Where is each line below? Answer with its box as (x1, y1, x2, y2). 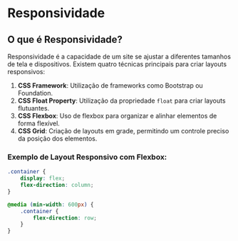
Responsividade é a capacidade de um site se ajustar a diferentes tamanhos (7, 52, 232, 61)
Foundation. (17, 89, 53, 97)
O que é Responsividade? (7, 34, 123, 46)
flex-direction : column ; (20, 182, 94, 189)
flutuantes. (17, 104, 50, 112)
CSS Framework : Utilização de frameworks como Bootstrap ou (17, 81, 203, 90)
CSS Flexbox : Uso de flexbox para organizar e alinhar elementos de (17, 112, 217, 120)
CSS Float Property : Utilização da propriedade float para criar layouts (17, 96, 226, 105)
